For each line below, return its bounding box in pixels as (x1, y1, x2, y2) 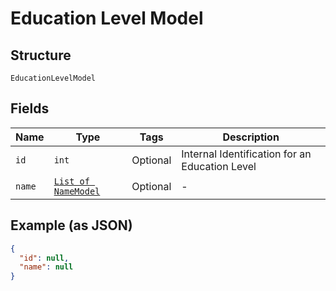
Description (222, 130, 280, 144)
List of (53, 175, 90, 187)
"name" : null (19, 262, 74, 272)
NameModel (53, 185, 101, 197)
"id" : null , (19, 253, 70, 263)
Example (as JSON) (10, 217, 133, 234)
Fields (10, 100, 50, 117)
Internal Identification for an (181, 147, 312, 161)
